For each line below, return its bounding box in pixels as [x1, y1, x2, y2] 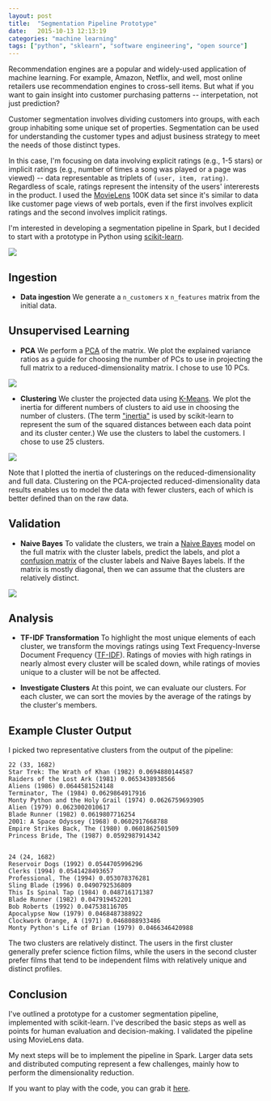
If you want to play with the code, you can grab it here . [8, 1083, 191, 1093]
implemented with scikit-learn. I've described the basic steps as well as [8, 1018, 247, 1027]
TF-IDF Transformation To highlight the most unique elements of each [19, 633, 256, 642]
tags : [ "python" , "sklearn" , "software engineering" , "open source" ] [8, 42, 248, 50]
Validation [8, 517, 61, 531]
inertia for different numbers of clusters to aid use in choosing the [19, 402, 240, 412]
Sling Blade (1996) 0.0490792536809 [8, 881, 132, 890]
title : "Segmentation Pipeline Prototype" [8, 19, 158, 28]
